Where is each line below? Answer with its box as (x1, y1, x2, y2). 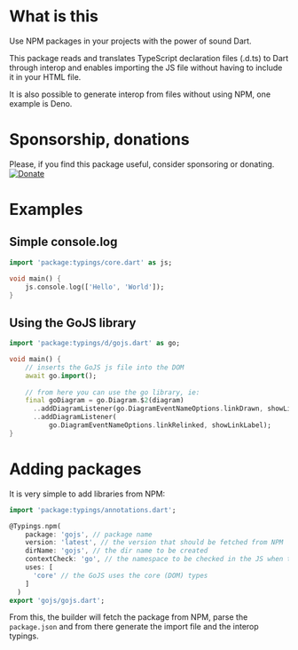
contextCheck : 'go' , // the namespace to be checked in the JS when (25, 555, 284, 564)
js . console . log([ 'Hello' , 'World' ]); (25, 282, 165, 291)
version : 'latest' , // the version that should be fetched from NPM (25, 538, 284, 547)
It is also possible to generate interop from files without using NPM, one (9, 89, 271, 99)
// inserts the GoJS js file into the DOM (25, 362, 184, 372)
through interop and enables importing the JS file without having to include (9, 62, 283, 73)
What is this (9, 6, 99, 27)
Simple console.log (9, 234, 118, 250)
